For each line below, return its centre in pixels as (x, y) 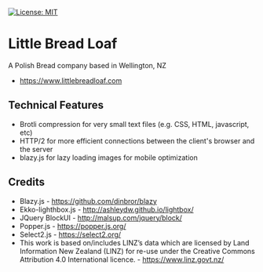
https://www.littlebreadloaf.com (71, 80)
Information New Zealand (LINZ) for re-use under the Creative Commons (137, 251)
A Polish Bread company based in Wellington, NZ (88, 65)
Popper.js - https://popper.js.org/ (73, 226)
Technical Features (56, 105)
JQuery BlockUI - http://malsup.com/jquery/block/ (101, 218)
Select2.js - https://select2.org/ (70, 234)
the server (36, 149)
